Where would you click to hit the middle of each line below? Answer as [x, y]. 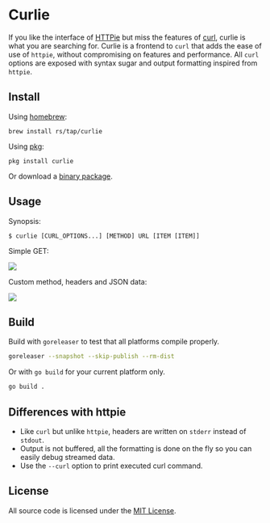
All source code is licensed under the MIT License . [92, 510]
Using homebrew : [38, 116]
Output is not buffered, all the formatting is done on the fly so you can [136, 448]
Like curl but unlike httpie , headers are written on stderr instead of [133, 431]
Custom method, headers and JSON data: [78, 281]
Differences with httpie [67, 412]
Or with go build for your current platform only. [87, 372]
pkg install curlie [41, 161]
